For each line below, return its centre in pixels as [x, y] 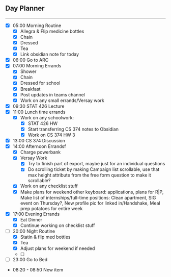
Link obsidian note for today [50, 54]
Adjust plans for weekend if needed [58, 248]
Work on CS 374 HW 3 [51, 135]
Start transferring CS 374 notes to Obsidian [73, 129]
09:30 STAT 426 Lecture [38, 106]
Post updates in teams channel [52, 94]
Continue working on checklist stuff [58, 225]
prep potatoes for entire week [51, 208]
